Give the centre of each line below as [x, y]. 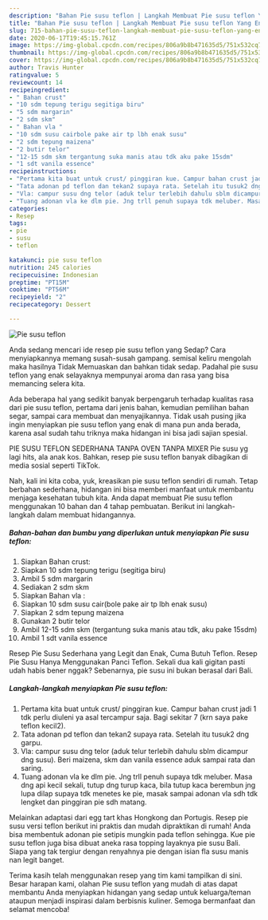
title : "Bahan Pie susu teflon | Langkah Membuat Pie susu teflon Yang [130, 23]
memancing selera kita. [47, 383]
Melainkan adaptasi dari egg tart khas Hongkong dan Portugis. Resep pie [129, 817]
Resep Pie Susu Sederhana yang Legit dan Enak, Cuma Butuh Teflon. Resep [133, 653]
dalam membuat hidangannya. [86, 515]
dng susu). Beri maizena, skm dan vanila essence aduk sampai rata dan [138, 760]
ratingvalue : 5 [34, 75]
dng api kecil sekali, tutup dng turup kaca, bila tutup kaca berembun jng [138, 785]
